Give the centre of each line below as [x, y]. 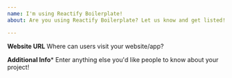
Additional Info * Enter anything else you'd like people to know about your [113, 59]
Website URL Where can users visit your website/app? [86, 46]
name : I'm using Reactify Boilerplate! [65, 14]
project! [18, 67]
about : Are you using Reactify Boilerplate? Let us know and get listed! [117, 20]
